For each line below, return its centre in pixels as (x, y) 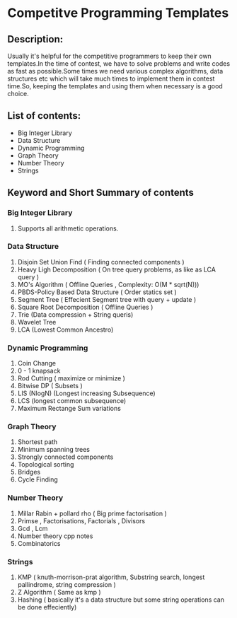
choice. (18, 94)
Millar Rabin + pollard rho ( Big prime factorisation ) (92, 513)
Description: (35, 39)
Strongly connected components (65, 457)
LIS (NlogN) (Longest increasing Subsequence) (86, 393)
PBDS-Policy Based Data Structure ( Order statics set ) (97, 292)
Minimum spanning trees (54, 450)
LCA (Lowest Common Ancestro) (65, 330)
